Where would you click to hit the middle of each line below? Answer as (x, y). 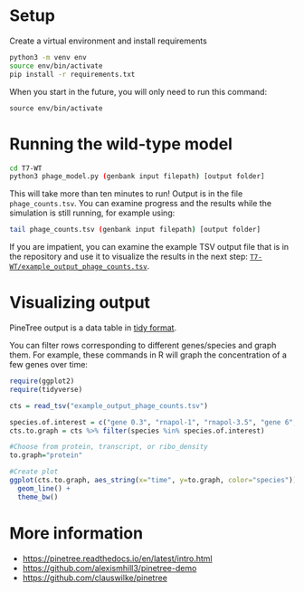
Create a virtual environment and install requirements (109, 41)
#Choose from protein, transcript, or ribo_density (109, 447)
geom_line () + (44, 488)
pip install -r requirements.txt (72, 74)
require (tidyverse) (46, 389)
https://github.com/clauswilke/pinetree (95, 578)
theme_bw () (38, 497)
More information (76, 533)
